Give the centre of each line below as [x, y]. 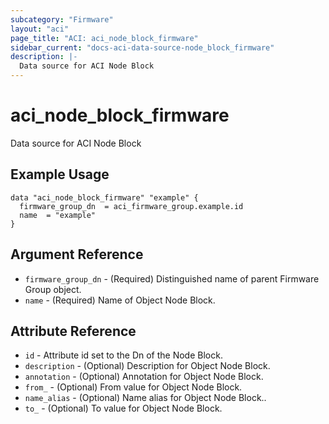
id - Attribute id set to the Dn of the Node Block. [123, 355]
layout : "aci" [40, 29]
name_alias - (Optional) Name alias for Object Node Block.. [145, 398]
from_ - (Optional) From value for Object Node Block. [133, 387]
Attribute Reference [73, 331]
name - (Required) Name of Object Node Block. [120, 300]
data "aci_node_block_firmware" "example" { [104, 197]
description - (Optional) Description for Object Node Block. [147, 366]
